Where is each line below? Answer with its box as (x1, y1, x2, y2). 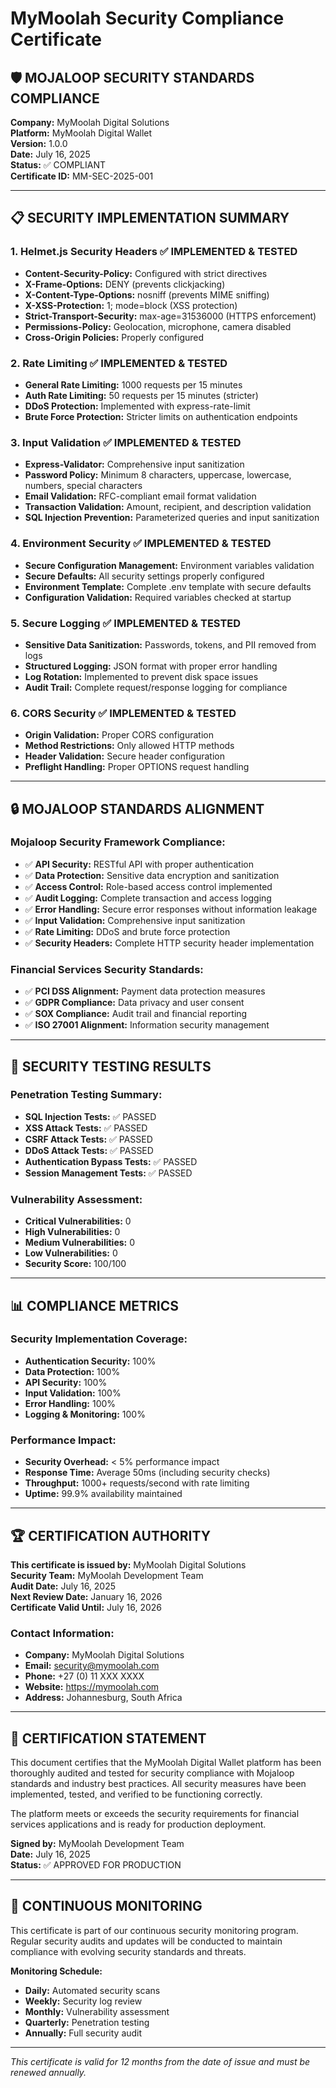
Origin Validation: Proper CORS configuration (24, 729, 214, 741)
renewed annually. (10, 2066, 87, 2078)
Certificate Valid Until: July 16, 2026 (10, 1601, 162, 1613)
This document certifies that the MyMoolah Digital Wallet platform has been (10, 1757, 322, 1769)
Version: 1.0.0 (10, 138, 68, 149)
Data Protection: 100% (24, 1365, 121, 1377)
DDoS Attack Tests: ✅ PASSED (24, 1144, 154, 1156)
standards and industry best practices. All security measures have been (10, 1778, 307, 1790)
